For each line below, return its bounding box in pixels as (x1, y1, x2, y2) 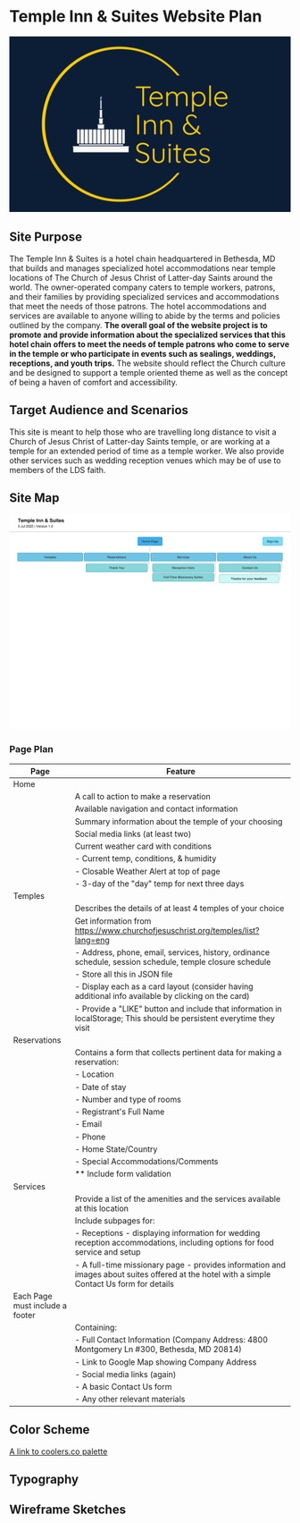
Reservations (12, 1035, 62, 1045)
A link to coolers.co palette (9, 1446, 108, 1457)
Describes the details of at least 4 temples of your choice (74, 903, 285, 914)
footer (12, 1309, 36, 1320)
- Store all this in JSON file (74, 969, 173, 980)
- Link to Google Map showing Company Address (74, 1357, 257, 1367)
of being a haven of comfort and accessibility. (9, 377, 179, 387)
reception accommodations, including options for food (74, 1237, 274, 1248)
